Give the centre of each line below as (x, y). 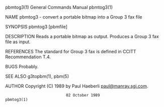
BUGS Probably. (22, 67)
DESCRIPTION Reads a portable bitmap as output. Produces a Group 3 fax (82, 36)
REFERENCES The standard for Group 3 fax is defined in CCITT (71, 51)
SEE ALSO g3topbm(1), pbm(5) (37, 76)
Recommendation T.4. (28, 57)
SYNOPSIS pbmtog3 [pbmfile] (36, 27)
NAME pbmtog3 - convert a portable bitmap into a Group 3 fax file (74, 17)
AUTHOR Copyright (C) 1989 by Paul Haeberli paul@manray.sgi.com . (77, 86)
